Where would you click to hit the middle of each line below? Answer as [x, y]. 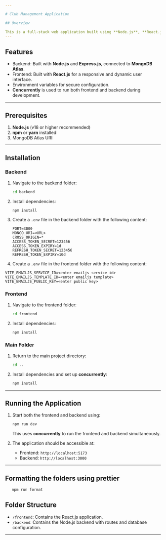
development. [26, 95]
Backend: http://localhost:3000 [53, 458]
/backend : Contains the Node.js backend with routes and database [80, 522]
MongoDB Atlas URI [32, 138]
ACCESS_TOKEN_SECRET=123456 [41, 242]
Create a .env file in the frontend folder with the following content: [80, 264]
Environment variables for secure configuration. [61, 85]
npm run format [27, 490]
